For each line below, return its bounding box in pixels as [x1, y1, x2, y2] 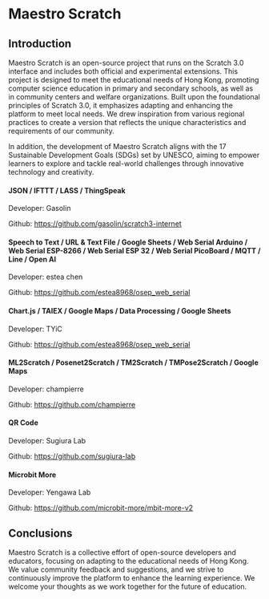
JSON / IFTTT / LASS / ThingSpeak [8, 185, 126, 195]
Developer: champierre [8, 384, 84, 394]
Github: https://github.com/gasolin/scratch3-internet [8, 219, 182, 229]
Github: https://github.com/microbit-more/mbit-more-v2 [8, 503, 194, 513]
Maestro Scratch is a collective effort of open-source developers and [8, 548, 236, 557]
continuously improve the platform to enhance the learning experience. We [8, 573, 255, 583]
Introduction [8, 37, 72, 51]
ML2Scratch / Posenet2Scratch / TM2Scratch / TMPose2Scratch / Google [8, 358, 259, 367]
